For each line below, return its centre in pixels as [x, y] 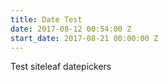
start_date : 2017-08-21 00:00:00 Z [84, 38]
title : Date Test [46, 19]
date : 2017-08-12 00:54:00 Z [71, 29]
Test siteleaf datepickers [61, 67]
